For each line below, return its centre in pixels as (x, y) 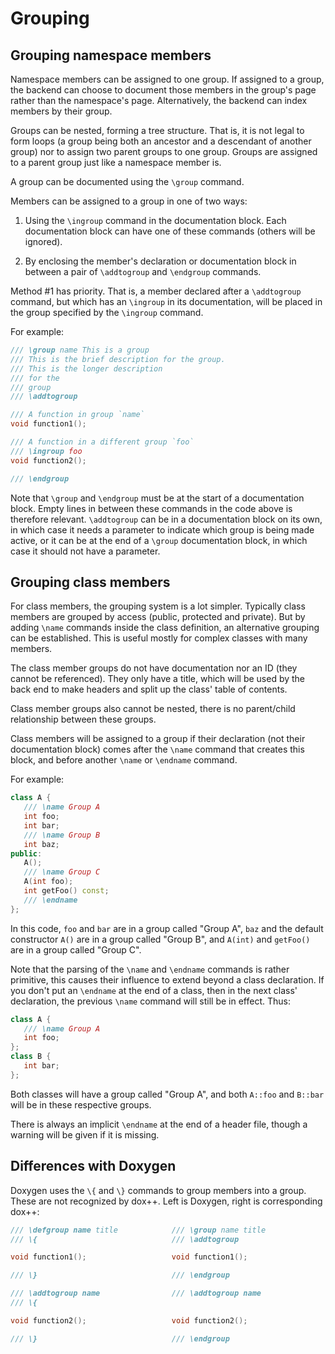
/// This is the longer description (86, 368)
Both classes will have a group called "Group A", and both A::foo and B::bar (167, 1094)
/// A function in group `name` (77, 415)
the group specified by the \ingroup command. (107, 312)
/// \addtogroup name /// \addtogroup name (136, 1293)
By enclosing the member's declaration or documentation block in (160, 261)
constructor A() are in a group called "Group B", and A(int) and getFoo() (160, 939)
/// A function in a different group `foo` (102, 442)
